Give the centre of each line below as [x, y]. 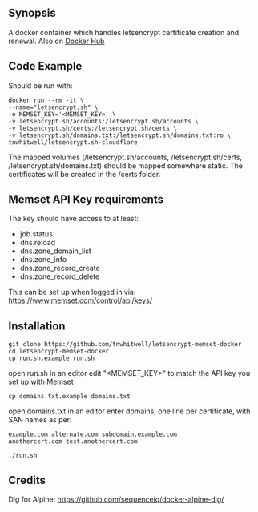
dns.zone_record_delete [60, 276]
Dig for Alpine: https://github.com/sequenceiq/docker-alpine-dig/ [116, 499]
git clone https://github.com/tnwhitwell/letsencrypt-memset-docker [125, 345]
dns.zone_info [43, 260]
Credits [27, 480]
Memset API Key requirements [86, 200]
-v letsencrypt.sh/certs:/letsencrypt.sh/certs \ [93, 128]
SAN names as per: [40, 420]
